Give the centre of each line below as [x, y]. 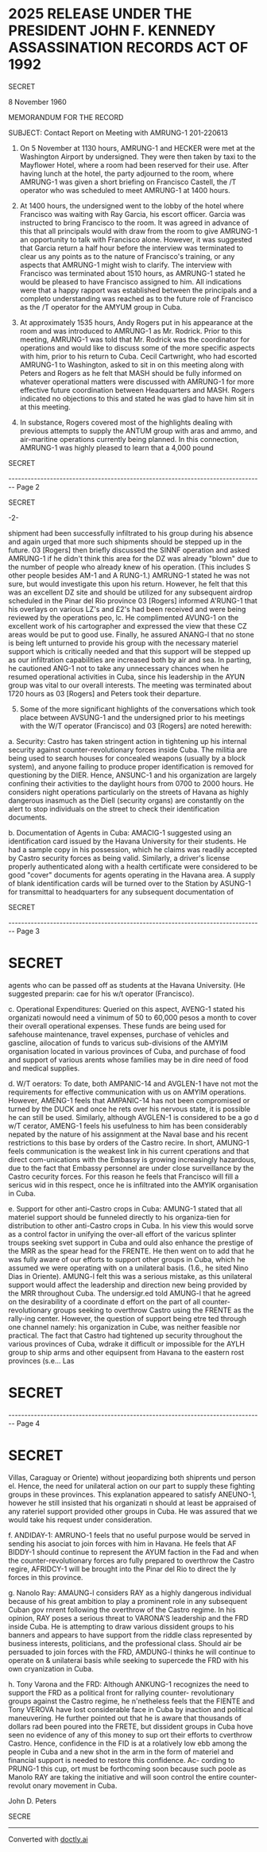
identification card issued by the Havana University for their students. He [128, 841]
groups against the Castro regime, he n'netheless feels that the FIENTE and [132, 1701]
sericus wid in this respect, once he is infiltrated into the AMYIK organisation [133, 1184]
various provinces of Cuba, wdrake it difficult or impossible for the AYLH [126, 1343]
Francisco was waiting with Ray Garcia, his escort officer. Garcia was [133, 214]
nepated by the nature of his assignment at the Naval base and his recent [128, 1134]
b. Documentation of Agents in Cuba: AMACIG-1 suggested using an [120, 832]
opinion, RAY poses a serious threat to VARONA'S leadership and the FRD [128, 1618]
